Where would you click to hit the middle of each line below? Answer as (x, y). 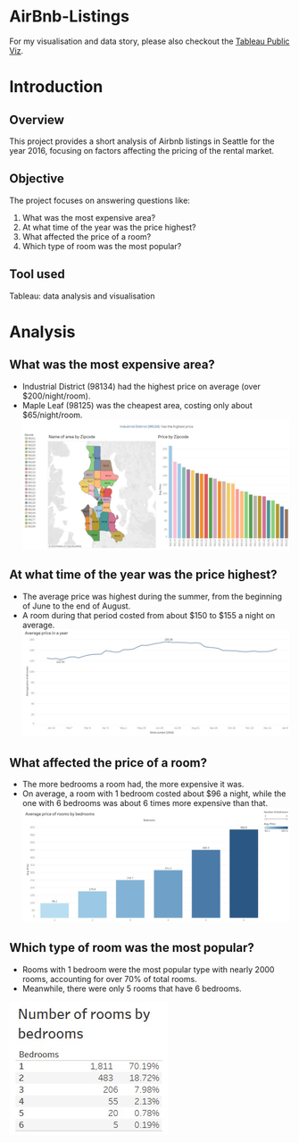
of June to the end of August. (76, 606)
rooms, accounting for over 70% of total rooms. (110, 979)
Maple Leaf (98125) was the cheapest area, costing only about (137, 405)
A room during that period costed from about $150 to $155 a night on (149, 615)
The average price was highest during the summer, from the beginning (152, 596)
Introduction (56, 87)
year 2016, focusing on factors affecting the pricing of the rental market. (142, 150)
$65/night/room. (52, 415)
